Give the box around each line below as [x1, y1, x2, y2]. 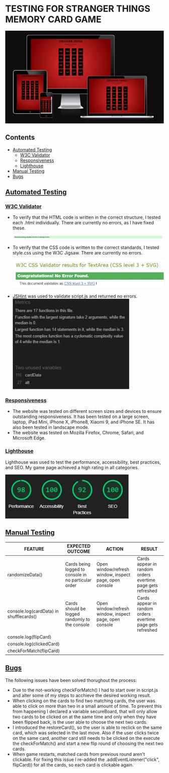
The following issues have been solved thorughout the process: [5, 677, 137, 683]
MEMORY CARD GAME [5, 14, 102, 25]
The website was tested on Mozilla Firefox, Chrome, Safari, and [12, 430, 144, 436]
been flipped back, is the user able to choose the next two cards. [12, 719, 147, 725]
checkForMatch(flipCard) [7, 648, 60, 654]
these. [12, 225, 26, 231]
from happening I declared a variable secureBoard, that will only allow [12, 708, 157, 714]
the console [65, 622, 90, 628]
